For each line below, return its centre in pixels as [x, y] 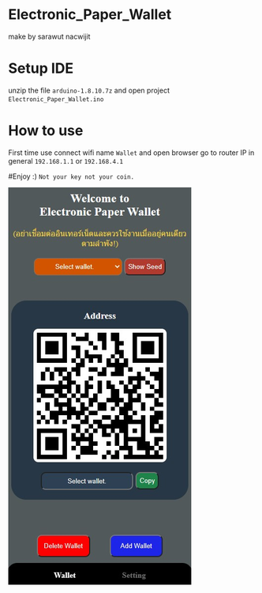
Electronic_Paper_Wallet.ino [56, 99]
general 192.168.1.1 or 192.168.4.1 [66, 161]
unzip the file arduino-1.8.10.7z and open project [89, 90]
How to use [46, 131]
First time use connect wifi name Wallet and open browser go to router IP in [131, 153]
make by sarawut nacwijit [49, 36]
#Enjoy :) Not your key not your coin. [71, 176]
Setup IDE [41, 68]
